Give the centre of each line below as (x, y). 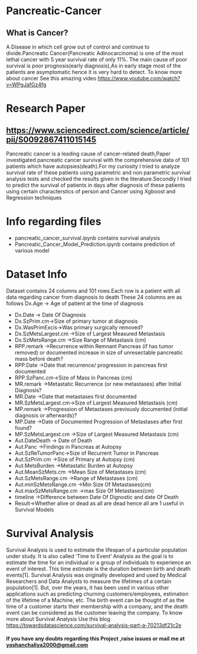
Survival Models (34, 509)
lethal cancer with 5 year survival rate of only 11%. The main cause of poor (97, 59)
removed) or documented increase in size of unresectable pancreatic (99, 352)
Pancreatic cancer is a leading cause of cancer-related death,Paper (88, 154)
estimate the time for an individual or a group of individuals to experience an (99, 562)
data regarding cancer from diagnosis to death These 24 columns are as (94, 297)
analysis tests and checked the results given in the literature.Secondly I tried (99, 179)
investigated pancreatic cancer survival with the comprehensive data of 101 (98, 160)
